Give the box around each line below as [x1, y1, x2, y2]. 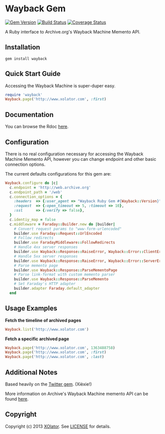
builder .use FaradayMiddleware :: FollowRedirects [14, 240, 115, 245]
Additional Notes [5, 368, 58, 376]
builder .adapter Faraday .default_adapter [14, 286, 100, 291]
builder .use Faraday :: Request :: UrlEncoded [14, 231, 102, 236]
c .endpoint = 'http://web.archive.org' [9, 185, 91, 190]
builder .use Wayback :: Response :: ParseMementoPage [14, 267, 118, 273]
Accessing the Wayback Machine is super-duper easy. [5, 82, 116, 89]
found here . [5, 396, 28, 402]
